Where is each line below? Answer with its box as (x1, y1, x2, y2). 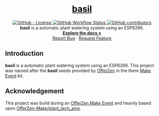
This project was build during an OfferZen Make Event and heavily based (5, 100, 151, 106)
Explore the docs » (62, 30, 101, 36)
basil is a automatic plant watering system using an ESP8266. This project (5, 62, 155, 68)
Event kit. (5, 72, 24, 79)
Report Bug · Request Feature (52, 35, 112, 41)
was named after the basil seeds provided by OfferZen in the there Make (5, 68, 151, 73)
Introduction (5, 49, 44, 58)
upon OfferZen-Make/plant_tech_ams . (5, 105, 81, 111)
